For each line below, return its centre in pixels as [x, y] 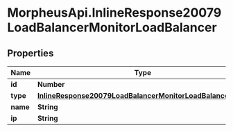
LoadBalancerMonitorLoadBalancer [112, 27]
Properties [31, 53]
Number [51, 84]
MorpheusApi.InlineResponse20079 [114, 13]
